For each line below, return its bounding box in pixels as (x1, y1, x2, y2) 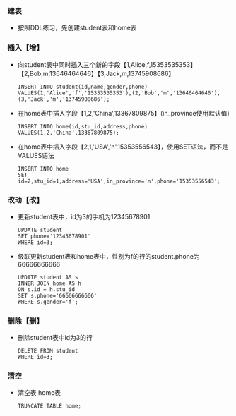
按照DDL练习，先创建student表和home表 (17, 23, 137, 32)
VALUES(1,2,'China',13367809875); (17, 129, 119, 136)
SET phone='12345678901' (17, 233, 91, 240)
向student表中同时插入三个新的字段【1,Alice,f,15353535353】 (17, 60, 196, 68)
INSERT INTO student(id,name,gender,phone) (17, 83, 148, 90)
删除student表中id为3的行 (17, 334, 93, 342)
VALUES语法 (17, 151, 54, 159)
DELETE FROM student (17, 348, 78, 355)
